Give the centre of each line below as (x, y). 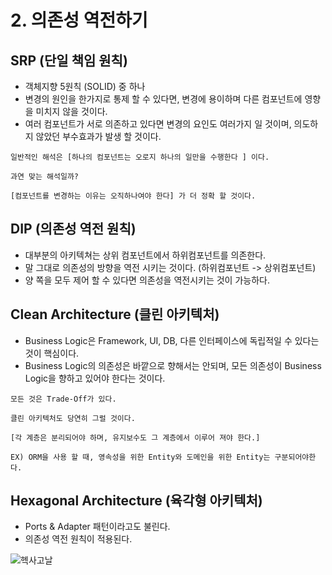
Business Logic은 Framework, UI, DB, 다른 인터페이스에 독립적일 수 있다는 (172, 340)
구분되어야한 (295, 457)
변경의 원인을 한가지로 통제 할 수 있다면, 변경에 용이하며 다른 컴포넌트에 (163, 99)
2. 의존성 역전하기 (79, 20)
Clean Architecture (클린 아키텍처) (115, 314)
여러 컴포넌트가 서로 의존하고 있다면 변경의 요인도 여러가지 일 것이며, (158, 124)
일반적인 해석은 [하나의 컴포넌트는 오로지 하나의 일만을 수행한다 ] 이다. (140, 157)
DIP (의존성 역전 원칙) (73, 229)
